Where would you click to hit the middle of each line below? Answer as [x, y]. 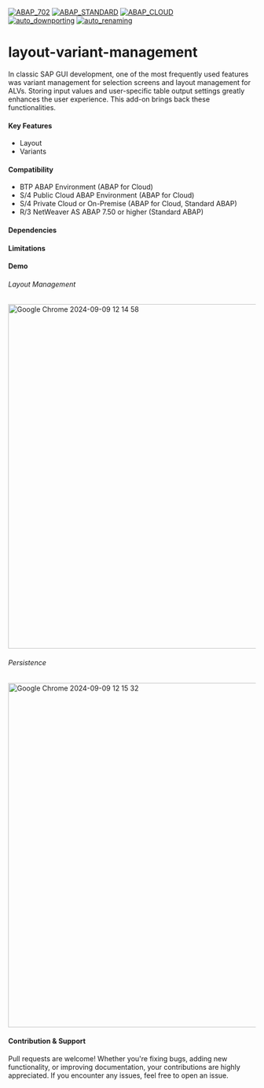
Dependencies [33, 230]
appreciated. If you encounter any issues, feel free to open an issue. [119, 1075]
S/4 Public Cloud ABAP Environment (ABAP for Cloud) [107, 195]
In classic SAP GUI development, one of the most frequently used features [128, 74]
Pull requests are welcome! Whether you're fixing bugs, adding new [118, 1058]
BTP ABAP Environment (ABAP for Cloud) [86, 187]
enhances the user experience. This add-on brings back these [109, 99]
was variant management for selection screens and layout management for [130, 82]
